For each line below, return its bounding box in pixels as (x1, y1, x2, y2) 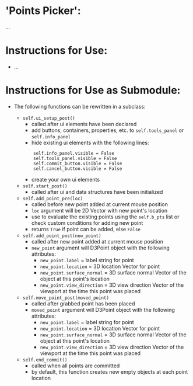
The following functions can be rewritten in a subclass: (13, 103, 146, 110)
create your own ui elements (31, 176, 100, 183)
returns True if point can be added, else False (31, 225, 141, 232)
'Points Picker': (5, 4, 81, 18)
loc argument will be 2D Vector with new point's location (31, 207, 168, 214)
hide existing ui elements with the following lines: (31, 139, 149, 146)
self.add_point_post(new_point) (22, 232, 101, 239)
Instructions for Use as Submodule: (5, 84, 181, 97)
